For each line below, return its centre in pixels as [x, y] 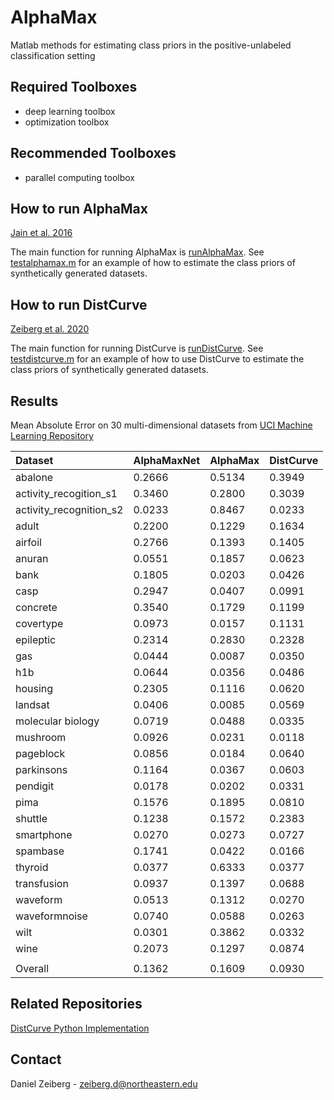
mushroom [41, 737]
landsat [32, 704]
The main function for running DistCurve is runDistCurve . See [137, 348]
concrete [36, 607]
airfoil [28, 542]
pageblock [40, 753]
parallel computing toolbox [79, 177]
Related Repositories [76, 1004]
